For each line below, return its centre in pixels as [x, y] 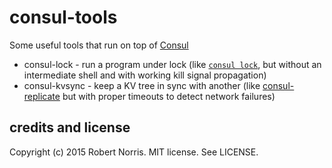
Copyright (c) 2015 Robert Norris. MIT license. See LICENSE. [134, 152]
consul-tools [63, 17]
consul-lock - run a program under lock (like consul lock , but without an [172, 64]
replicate [42, 96]
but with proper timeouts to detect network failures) [169, 96]
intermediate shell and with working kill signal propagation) [145, 75]
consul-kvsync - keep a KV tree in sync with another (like [142, 85]
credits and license [70, 127]
